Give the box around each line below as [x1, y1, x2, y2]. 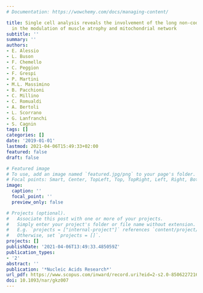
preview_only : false [11, 199, 63, 205]
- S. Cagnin [6, 121, 36, 127]
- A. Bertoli [6, 104, 39, 110]
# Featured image [6, 166, 50, 172]
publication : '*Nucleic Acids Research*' [6, 266, 112, 272]
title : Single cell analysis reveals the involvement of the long [6, 19, 177, 26]
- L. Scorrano [6, 109, 42, 115]
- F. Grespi [6, 70, 36, 76]
